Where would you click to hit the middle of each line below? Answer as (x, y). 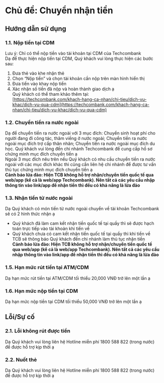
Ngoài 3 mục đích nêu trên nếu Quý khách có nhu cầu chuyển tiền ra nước (80, 159)
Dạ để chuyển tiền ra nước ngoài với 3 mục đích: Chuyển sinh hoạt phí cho (80, 133)
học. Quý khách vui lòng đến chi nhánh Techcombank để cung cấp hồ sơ (79, 149)
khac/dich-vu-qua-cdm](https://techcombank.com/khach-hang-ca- (81, 104)
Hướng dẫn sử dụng (36, 29)
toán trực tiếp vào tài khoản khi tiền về (51, 229)
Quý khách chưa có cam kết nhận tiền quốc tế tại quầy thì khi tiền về (81, 234)
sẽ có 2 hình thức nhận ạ (30, 214)
